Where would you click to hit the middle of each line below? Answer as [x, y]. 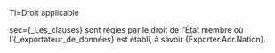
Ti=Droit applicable [44, 13]
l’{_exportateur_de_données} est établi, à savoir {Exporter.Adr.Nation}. [138, 39]
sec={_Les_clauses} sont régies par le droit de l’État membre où [126, 30]
